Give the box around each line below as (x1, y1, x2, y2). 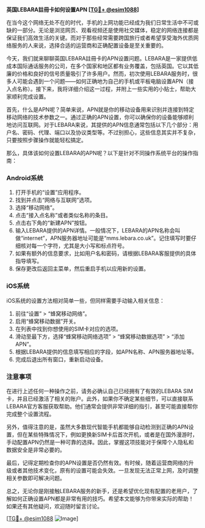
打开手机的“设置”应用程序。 (15, 189, 85, 196)
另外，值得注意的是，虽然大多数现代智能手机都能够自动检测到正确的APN (6, 423, 189, 430)
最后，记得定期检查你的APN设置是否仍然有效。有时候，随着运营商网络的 (6, 459, 189, 466)
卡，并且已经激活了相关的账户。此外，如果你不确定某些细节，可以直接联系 (6, 395, 193, 402)
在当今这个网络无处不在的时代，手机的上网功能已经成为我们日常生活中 (6, 19, 183, 26)
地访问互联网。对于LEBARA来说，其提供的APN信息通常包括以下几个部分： (6, 121, 193, 128)
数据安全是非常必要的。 (6, 446, 65, 454)
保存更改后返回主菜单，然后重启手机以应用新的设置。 (15, 265, 149, 272)
